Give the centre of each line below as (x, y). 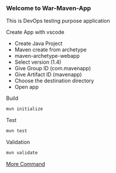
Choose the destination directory (54, 81)
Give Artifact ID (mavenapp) (48, 75)
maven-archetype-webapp (47, 56)
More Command (26, 164)
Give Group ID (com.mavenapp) (53, 68)
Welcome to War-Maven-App (49, 8)
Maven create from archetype (50, 50)
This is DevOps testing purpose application (58, 21)
